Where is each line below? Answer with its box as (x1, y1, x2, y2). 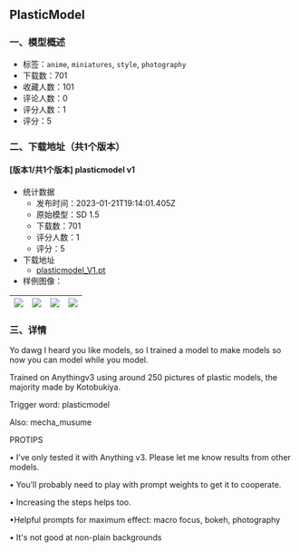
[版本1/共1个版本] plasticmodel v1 (9, 164, 136, 175)
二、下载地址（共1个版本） (9, 140, 125, 153)
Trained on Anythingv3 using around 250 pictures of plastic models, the (9, 372, 278, 383)
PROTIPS (9, 435, 44, 446)
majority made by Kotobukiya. (9, 381, 121, 393)
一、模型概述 (9, 36, 66, 49)
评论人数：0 (22, 93, 68, 103)
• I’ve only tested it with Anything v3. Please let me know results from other (9, 452, 292, 463)
